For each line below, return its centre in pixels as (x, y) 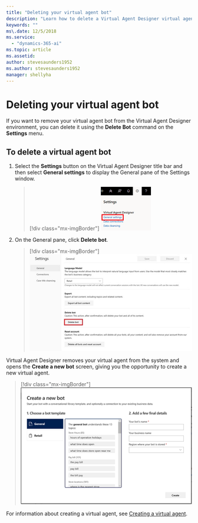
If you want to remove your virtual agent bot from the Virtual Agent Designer (99, 121)
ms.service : (21, 37)
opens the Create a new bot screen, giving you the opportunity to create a (96, 366)
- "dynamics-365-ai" (37, 44)
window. (25, 179)
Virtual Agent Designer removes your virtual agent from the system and (93, 360)
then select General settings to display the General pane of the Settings (102, 172)
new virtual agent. (28, 373)
